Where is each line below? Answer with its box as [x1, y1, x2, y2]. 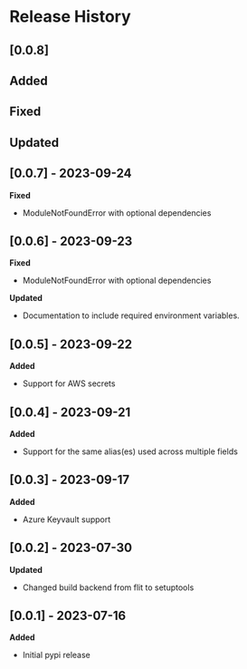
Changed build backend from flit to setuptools [22, 582, 195, 593]
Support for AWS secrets [22, 378, 116, 389]
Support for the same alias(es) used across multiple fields [22, 446, 238, 457]
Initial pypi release [22, 650, 90, 661]
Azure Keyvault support [22, 514, 111, 525]
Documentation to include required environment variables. [22, 310, 240, 321]
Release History [9, 6, 131, 27]
